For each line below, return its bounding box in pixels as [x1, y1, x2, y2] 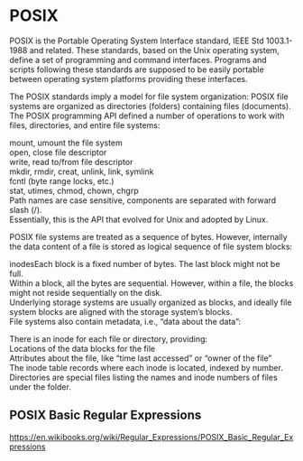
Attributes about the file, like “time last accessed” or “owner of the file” [9, 353, 272, 364]
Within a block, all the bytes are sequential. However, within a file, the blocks [9, 277, 294, 289]
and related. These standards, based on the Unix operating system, [29, 44, 280, 55]
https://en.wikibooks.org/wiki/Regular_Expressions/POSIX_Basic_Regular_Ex [9, 431, 294, 442]
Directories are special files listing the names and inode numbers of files [9, 372, 278, 383]
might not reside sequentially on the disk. [9, 287, 162, 298]
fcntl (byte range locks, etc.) [9, 175, 115, 186]
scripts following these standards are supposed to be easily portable [9, 64, 264, 75]
